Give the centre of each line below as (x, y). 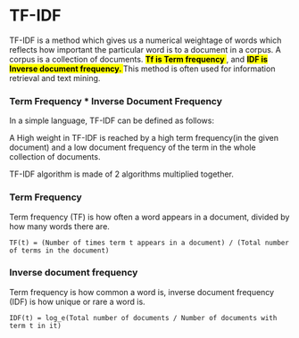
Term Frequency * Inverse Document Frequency (116, 101)
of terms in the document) (59, 251)
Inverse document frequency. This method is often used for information (142, 69)
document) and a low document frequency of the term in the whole (133, 147)
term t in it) (36, 326)
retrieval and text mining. (55, 78)
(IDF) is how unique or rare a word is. (77, 301)
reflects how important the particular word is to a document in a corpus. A (145, 49)
